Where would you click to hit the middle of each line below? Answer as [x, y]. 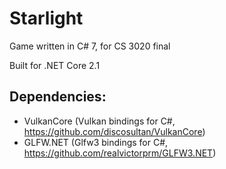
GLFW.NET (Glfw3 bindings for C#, [96, 142]
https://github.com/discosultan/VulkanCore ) [114, 131]
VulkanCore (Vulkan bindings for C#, [99, 121]
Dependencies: [58, 97]
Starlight [46, 18]
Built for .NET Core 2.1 [55, 65]
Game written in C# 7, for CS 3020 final [90, 46]
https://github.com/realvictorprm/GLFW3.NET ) [120, 153]
